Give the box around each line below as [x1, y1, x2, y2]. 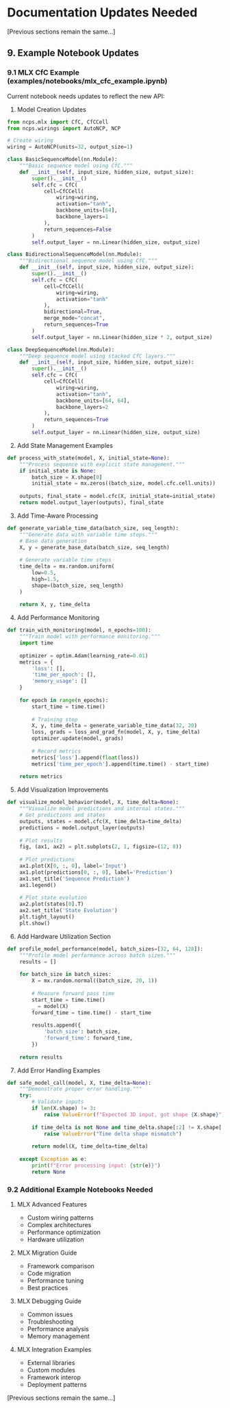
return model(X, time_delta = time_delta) [31, 1143, 149, 1150]
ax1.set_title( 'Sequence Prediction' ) [19, 875, 130, 882]
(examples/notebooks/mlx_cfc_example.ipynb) [7, 77, 168, 86]
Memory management [27, 1332, 90, 1340]
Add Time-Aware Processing [16, 512, 99, 520]
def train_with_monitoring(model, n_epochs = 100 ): [7, 627, 152, 634]
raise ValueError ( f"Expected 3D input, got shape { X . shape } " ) [43, 1111, 225, 1118]
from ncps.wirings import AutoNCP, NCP [7, 125, 121, 131]
